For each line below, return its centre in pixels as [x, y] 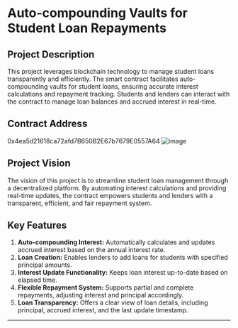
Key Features [37, 225]
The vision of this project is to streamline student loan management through [118, 180]
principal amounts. [45, 265]
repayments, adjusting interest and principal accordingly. [101, 295]
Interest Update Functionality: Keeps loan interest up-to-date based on [123, 273]
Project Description [51, 54]
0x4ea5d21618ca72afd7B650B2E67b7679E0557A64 [84, 141]
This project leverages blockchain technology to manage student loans [111, 71]
